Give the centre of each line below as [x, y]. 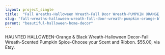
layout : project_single [29, 9]
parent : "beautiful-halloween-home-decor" [49, 23]
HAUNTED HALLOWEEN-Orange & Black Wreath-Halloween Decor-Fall [77, 37]
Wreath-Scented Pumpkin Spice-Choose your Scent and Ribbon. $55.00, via [82, 42]
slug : [11, 18]
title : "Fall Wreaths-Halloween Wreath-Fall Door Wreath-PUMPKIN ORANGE [82, 14]
